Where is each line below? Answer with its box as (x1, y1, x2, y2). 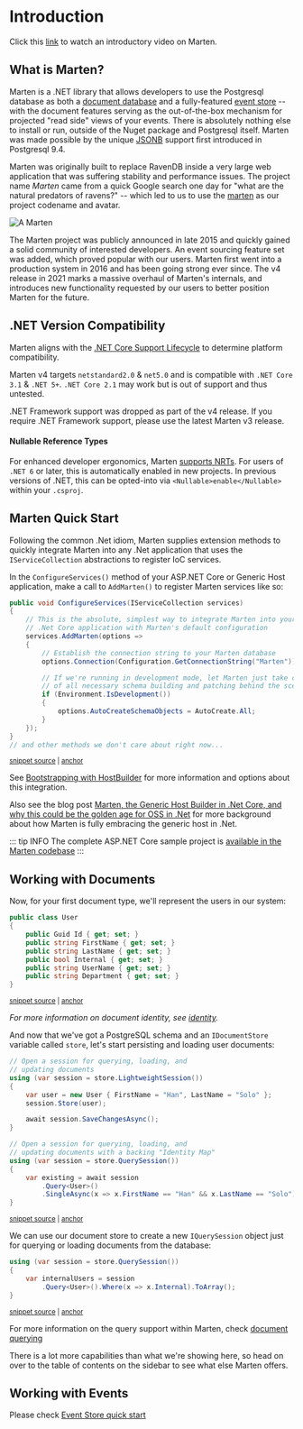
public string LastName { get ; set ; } (25, 947, 171, 956)
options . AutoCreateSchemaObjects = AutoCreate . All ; (57, 707, 256, 716)
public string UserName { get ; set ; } (25, 963, 171, 973)
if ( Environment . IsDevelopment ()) (41, 690, 171, 700)
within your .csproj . (9, 484, 84, 495)
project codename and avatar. (9, 199, 121, 210)
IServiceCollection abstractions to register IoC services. (9, 554, 222, 564)
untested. (9, 388, 45, 398)
